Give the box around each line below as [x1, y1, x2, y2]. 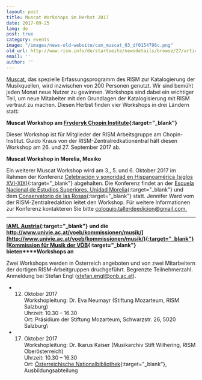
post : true [6, 31, 34, 37]
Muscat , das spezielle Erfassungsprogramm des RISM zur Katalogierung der [6, 76, 195, 83]
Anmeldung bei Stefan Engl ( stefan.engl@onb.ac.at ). [6, 272, 136, 279]
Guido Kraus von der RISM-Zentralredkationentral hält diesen [26, 137, 177, 144]
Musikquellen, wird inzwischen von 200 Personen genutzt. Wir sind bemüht [6, 82, 194, 89]
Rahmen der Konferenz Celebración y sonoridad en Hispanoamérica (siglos [6, 173, 194, 180]
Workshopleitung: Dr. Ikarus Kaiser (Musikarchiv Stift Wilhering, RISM [23, 341, 196, 348]
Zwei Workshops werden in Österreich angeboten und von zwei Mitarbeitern [6, 259, 195, 267]
